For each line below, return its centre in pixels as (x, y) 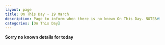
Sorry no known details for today (39, 37)
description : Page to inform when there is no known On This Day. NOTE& (81, 19)
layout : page (18, 10)
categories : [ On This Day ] (33, 23)
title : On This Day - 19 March (37, 14)
